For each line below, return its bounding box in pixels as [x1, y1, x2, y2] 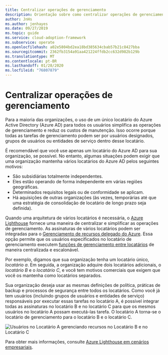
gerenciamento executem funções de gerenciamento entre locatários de [5, 241, 154, 247]
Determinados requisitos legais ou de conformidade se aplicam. [12, 189, 144, 195]
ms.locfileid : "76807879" [5, 68, 59, 73]
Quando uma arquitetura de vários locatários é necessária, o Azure [5, 215, 143, 221]
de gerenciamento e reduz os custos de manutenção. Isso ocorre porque [5, 127, 156, 133]
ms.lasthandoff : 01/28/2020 [5, 63, 64, 68]
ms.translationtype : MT [5, 54, 55, 59]
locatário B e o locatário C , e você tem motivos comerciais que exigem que [5, 267, 160, 273]
